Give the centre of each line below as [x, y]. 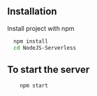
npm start [34, 86]
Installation [32, 12]
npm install [31, 41]
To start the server [48, 69]
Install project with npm [41, 28]
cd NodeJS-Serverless [45, 48]
